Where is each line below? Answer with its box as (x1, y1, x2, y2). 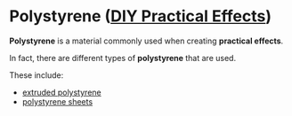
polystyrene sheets (21, 96, 93, 107)
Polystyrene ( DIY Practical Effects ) (9, 6, 272, 27)
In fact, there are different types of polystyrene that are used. (9, 52, 237, 63)
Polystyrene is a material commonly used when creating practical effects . (9, 35, 284, 46)
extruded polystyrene (21, 87, 101, 97)
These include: (9, 69, 64, 81)
